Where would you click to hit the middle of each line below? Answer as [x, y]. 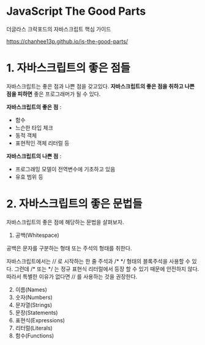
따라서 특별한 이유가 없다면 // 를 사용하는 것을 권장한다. [72, 276]
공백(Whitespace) [37, 235]
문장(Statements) [36, 312]
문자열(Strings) [34, 304]
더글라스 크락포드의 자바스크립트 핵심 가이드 [59, 29]
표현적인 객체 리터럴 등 [42, 143]
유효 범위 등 [29, 177]
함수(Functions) [35, 335]
